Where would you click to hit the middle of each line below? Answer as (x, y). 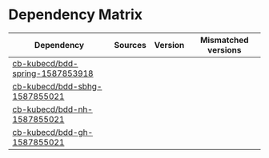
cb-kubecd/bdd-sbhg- (57, 86)
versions (225, 49)
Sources (130, 45)
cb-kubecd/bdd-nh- (53, 109)
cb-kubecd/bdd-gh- (53, 132)
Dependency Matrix (75, 15)
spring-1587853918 (53, 73)
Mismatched (225, 40)
